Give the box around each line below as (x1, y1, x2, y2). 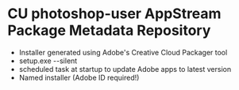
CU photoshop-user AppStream (7, 5, 222, 23)
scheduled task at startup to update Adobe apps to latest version (18, 64, 232, 73)
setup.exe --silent (18, 56, 78, 66)
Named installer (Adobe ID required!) (18, 73, 140, 82)
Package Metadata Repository (7, 21, 211, 39)
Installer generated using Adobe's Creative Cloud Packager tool (18, 47, 228, 57)
